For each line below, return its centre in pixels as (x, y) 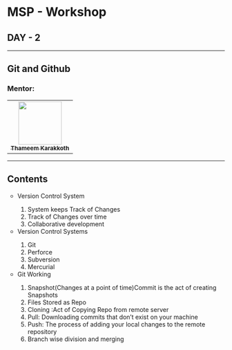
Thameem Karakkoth (40, 148)
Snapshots (43, 295)
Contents (28, 179)
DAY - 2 (24, 38)
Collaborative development (66, 224)
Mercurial (41, 266)
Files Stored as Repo (57, 302)
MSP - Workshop (57, 12)
